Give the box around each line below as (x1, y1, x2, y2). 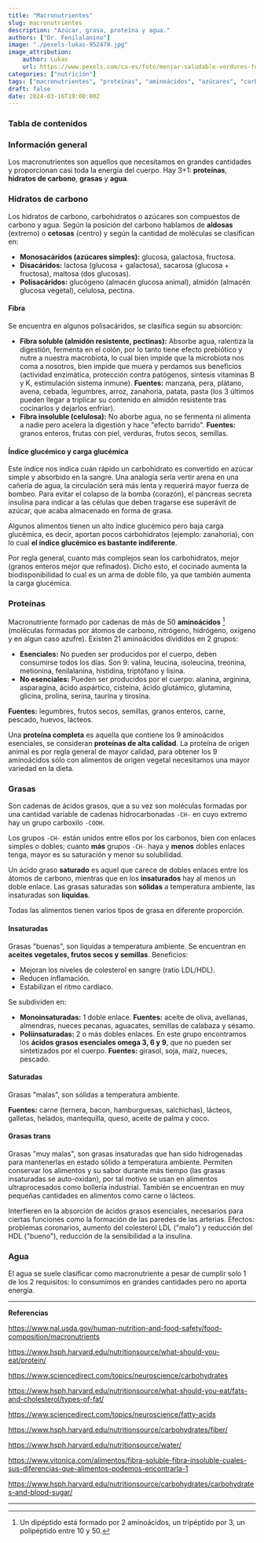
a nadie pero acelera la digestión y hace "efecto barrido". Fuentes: (19, 419, 236, 430)
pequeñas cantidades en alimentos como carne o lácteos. (8, 1191, 196, 1201)
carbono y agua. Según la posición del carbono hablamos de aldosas (8, 220, 233, 229)
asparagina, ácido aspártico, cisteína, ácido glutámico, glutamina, (19, 683, 233, 692)
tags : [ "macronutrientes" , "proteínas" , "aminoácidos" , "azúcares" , (8, 77, 237, 85)
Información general (8, 140, 88, 151)
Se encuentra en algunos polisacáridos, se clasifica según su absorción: (8, 321, 243, 330)
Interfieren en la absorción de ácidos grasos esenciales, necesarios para (8, 1206, 244, 1216)
